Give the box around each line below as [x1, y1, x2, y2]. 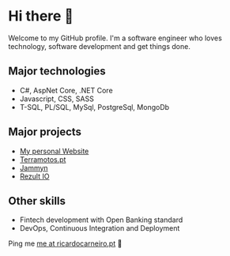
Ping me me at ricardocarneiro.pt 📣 [8, 239, 123, 248]
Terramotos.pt [19, 154, 66, 164]
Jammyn [19, 163, 49, 172]
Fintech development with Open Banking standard [19, 215, 183, 224]
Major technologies [8, 65, 107, 78]
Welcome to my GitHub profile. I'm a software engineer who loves [8, 33, 223, 43]
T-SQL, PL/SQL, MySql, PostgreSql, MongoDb [19, 102, 170, 111]
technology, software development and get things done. [8, 41, 191, 51]
